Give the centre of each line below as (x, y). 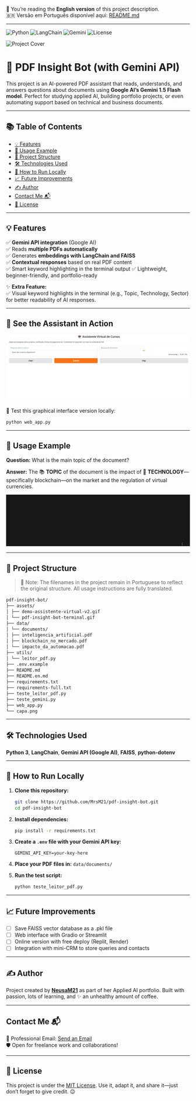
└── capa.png (22, 711)
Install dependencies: (41, 819)
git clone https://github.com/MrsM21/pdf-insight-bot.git (86, 802)
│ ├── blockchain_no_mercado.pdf (47, 641)
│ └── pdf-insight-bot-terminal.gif (50, 618)
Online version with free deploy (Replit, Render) (71, 942)
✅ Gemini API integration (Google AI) (51, 242)
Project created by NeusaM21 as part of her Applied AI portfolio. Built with (95, 990)
